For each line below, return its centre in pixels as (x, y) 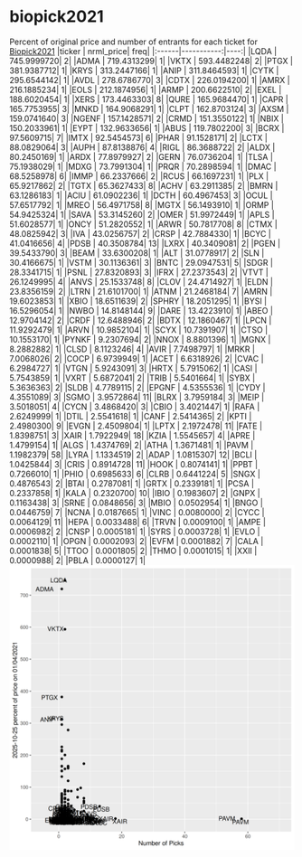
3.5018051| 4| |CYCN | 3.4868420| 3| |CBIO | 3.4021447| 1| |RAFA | (135, 406)
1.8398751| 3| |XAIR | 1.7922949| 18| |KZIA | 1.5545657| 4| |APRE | (132, 435)
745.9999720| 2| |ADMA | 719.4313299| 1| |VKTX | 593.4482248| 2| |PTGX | (151, 61)
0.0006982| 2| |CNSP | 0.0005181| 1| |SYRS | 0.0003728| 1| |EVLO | (135, 532)
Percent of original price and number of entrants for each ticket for (133, 42)
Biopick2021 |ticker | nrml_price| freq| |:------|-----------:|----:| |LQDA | (143, 51)
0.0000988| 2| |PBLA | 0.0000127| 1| (78, 560)
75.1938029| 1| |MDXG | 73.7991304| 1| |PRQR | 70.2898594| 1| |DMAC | (143, 166)
